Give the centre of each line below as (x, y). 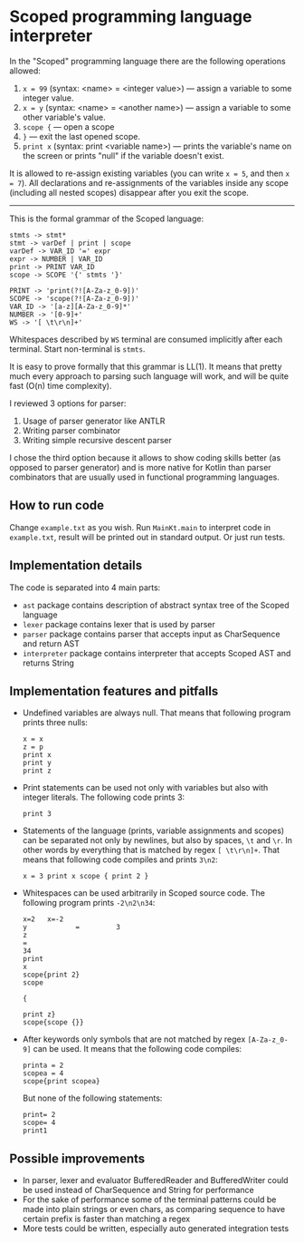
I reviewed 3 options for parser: (68, 403)
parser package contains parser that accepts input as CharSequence (151, 634)
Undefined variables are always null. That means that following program (157, 713)
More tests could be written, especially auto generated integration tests (156, 1228)
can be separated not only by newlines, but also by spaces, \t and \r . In (157, 840)
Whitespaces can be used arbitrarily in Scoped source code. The (143, 893)
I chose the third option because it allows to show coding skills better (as (145, 457)
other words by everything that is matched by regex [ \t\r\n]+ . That (151, 850)
